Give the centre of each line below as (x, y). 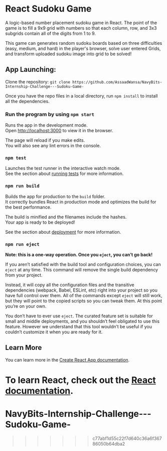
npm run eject (22, 244)
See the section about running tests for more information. (64, 173)
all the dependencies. (28, 101)
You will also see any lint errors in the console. (53, 146)
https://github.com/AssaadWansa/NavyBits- (117, 82)
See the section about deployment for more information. (63, 232)
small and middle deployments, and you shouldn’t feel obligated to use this (82, 321)
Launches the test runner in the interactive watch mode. (63, 168)
